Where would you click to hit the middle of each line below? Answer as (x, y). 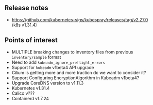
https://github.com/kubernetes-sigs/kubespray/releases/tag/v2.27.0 (80, 19)
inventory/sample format (36, 57)
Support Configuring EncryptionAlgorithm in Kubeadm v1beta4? (75, 78)
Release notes (26, 8)
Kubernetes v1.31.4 (31, 88)
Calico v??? (23, 93)
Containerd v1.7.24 (30, 98)
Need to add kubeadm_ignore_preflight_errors (58, 62)
